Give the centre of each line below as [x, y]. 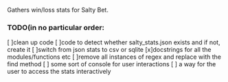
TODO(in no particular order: [56, 27]
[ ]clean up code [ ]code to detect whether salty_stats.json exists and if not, [114, 42]
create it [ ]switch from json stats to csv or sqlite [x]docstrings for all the [109, 50]
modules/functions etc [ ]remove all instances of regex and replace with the [114, 57]
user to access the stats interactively [59, 72]
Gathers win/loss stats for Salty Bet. [58, 10]
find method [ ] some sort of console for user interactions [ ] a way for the [112, 64]
